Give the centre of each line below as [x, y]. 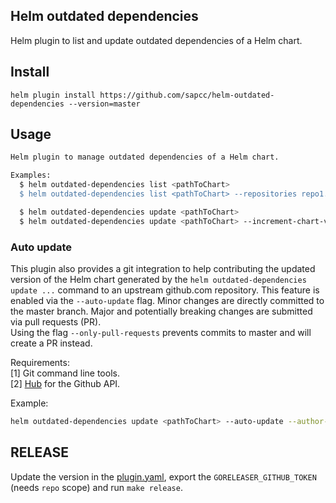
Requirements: [40, 362]
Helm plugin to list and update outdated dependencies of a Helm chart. [156, 40]
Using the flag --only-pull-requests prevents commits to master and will [161, 332]
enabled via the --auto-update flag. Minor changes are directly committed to [167, 300]
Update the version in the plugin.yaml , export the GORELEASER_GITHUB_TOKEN [163, 476]
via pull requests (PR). [56, 321]
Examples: [31, 175]
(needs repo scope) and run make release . [96, 487]
